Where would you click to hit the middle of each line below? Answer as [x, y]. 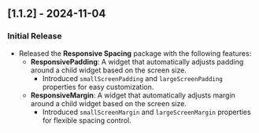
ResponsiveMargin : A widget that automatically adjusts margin [133, 95]
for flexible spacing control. [87, 120]
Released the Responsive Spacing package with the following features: [135, 53]
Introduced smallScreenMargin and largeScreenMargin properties [146, 112]
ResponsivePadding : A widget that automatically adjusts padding [137, 61]
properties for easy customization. [98, 87]
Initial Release [35, 36]
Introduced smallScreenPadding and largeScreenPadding [133, 78]
